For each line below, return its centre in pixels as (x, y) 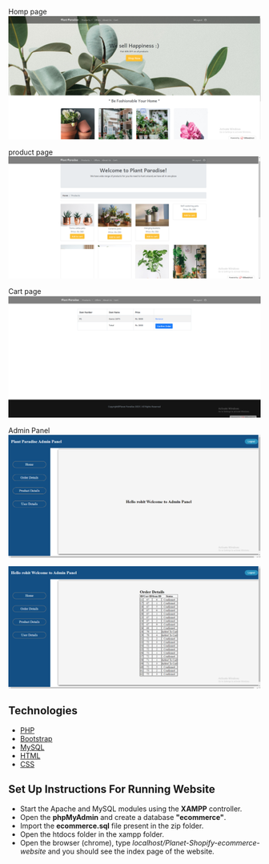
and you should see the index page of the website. (131, 851)
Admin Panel (29, 431)
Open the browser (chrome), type (75, 842)
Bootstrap (36, 738)
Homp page (28, 12)
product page (31, 152)
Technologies (43, 711)
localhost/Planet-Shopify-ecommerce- (196, 842)
